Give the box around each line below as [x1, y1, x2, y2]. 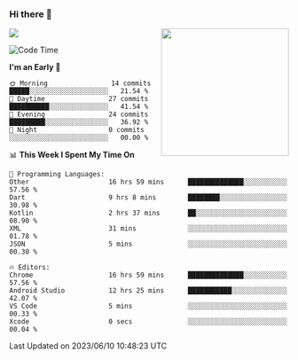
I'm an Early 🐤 [9, 62, 61, 73]
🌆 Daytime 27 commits [9, 95, 149, 104]
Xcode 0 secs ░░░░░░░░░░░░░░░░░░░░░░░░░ [9, 317, 288, 326]
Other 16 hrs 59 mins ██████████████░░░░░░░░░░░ [9, 177, 288, 187]
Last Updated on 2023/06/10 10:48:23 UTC [9, 340, 168, 351]
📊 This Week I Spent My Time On [9, 150, 135, 160]
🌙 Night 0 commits [9, 126, 145, 135]
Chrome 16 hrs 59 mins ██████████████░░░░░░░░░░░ [9, 270, 288, 280]
